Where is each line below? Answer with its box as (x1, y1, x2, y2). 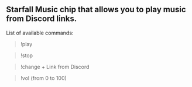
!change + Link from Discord (20, 63, 90, 70)
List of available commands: (6, 29, 74, 36)
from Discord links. (6, 14, 77, 24)
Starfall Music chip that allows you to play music (6, 5, 186, 15)
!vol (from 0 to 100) (20, 74, 67, 81)
